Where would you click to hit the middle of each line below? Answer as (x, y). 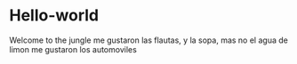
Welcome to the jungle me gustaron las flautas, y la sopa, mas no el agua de (149, 40)
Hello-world (54, 16)
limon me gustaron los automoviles (73, 49)
